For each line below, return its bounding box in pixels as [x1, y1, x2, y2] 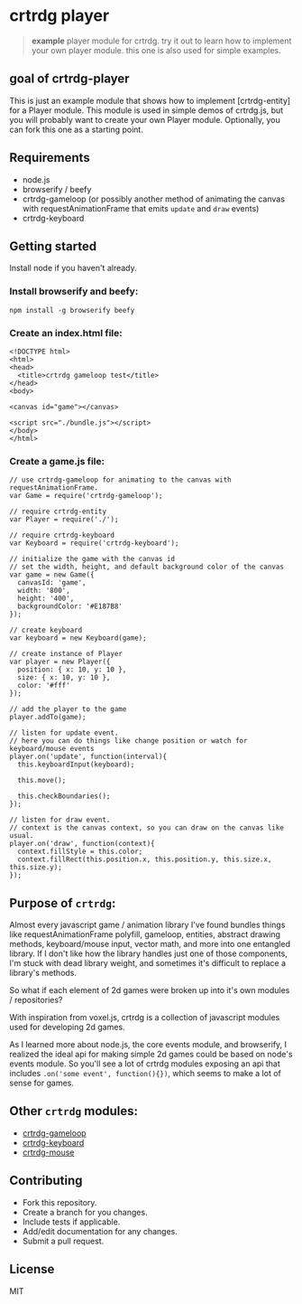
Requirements [9, 150, 90, 165]
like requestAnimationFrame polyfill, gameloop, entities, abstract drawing [9, 929, 281, 940]
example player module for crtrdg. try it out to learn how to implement [31, 35, 292, 46]
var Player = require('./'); [9, 515, 119, 524]
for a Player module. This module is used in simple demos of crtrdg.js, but [9, 105, 284, 116]
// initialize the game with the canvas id [9, 555, 176, 564]
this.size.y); [9, 863, 63, 872]
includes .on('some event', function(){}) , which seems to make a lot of [9, 1068, 281, 1079]
